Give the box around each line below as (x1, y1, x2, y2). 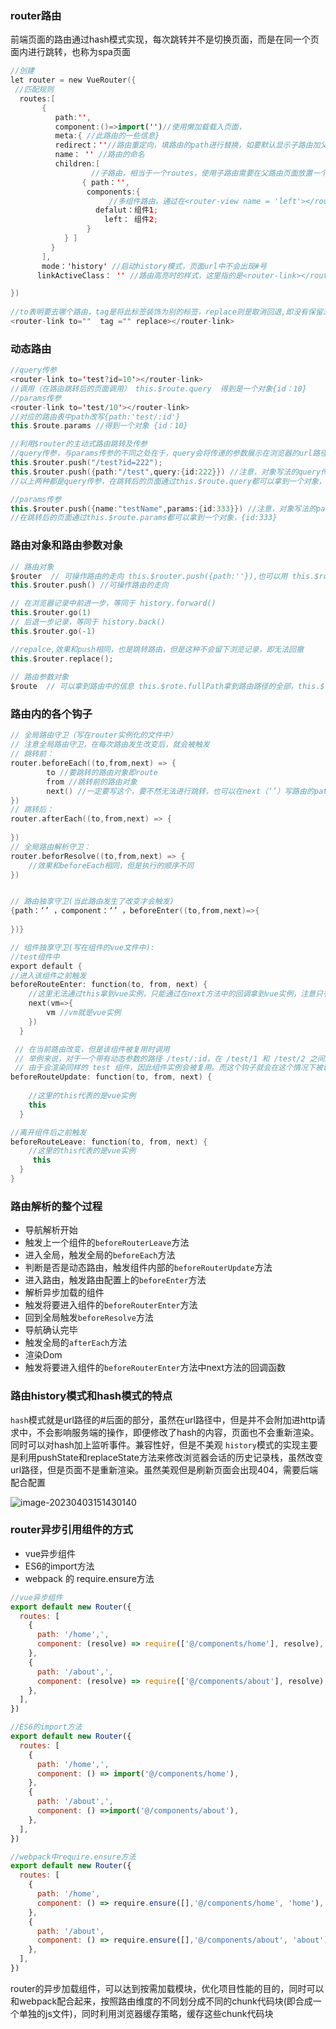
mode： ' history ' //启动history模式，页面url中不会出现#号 (41, 261, 267, 271)
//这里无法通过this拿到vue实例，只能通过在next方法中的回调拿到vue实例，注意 (28, 989, 317, 999)
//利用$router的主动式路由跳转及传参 (10, 439, 148, 449)
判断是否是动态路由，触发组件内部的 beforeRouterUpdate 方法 (24, 1262, 273, 1274)
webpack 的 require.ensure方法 (24, 1572, 155, 1584)
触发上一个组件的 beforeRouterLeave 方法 (24, 1237, 190, 1249)
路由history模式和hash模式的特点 (10, 1389, 173, 1403)
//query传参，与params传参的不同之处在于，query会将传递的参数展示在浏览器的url (10, 448, 313, 459)
